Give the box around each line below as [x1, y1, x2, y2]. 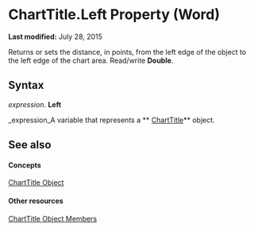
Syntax [8, 79, 44, 92]
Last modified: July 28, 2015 [8, 32, 103, 41]
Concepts [8, 160, 41, 170]
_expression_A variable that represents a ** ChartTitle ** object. [8, 115, 216, 125]
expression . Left [8, 99, 62, 109]
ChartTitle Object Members [8, 214, 98, 223]
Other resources [8, 196, 63, 206]
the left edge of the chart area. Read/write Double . [8, 56, 174, 65]
